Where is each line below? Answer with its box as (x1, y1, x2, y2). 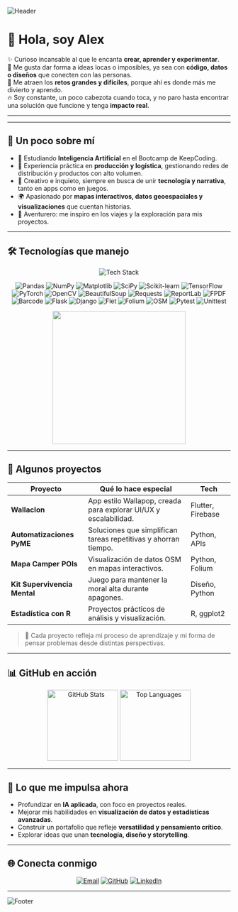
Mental (11, 588, 35, 598)
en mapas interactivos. (88, 564, 164, 573)
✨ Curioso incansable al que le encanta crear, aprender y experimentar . (7, 55, 220, 63)
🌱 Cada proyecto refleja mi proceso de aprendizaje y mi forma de (24, 632, 215, 640)
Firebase (191, 510, 220, 520)
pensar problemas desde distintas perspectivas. (24, 639, 166, 647)
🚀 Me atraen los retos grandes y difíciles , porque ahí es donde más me (7, 78, 216, 87)
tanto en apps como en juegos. (17, 184, 108, 192)
